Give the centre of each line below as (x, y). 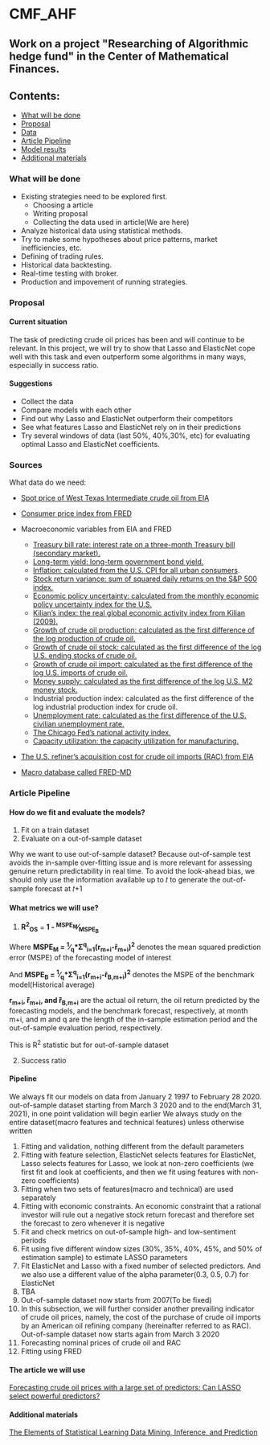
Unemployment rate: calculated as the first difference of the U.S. (140, 715)
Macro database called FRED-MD (76, 772)
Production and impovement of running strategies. (104, 281)
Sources (26, 465)
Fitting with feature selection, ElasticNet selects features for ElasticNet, (138, 1155)
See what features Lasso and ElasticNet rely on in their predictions (131, 428)
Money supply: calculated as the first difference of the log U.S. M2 (143, 682)
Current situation (38, 321)
